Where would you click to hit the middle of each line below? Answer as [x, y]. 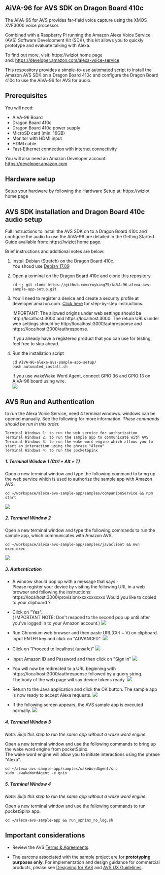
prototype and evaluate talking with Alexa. [48, 45]
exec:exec [15, 549]
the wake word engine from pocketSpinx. [47, 749]
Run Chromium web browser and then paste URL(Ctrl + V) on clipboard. [85, 632]
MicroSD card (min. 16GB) [38, 133]
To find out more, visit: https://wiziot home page [54, 55]
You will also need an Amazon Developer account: [56, 158]
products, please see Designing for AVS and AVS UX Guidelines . [77, 867]
